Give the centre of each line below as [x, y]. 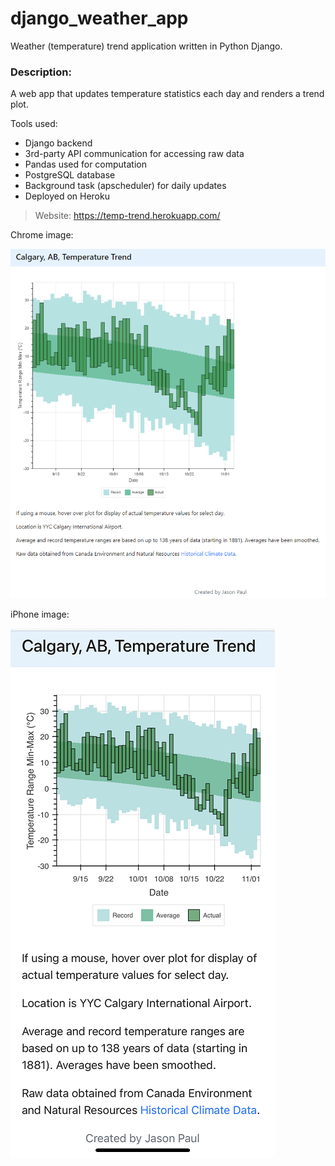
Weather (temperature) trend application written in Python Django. [146, 46]
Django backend [58, 143]
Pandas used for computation [85, 164]
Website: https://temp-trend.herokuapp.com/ [127, 216]
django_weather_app [99, 18]
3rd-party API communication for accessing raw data [134, 154]
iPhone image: [40, 614]
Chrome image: [42, 235]
